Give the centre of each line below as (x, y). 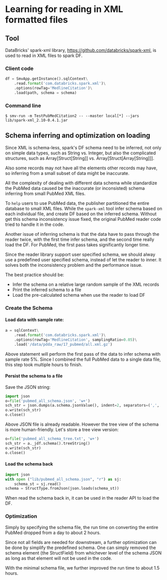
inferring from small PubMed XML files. (45, 193)
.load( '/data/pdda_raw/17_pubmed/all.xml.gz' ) (63, 344)
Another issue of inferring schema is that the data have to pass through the (82, 234)
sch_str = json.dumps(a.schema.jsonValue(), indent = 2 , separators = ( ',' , (82, 406)
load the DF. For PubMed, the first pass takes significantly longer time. (78, 245)
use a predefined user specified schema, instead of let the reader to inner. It (83, 260)
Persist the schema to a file (34, 376)
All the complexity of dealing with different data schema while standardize (81, 183)
